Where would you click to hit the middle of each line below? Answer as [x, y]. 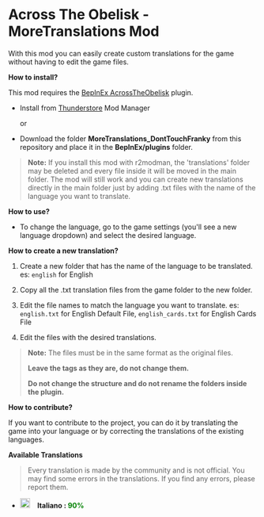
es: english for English [56, 274]
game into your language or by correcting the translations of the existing [126, 431]
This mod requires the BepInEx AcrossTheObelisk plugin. [101, 92]
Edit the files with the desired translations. [88, 337]
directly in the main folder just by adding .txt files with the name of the [141, 187]
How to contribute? [40, 407]
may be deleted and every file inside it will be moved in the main [132, 170]
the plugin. [46, 392]
